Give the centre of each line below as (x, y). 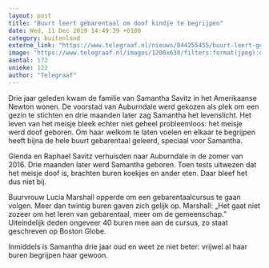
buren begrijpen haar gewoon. (58, 255)
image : (19, 53)
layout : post (30, 16)
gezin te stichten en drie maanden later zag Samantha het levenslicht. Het (130, 115)
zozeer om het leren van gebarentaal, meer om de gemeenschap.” (117, 214)
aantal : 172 (28, 61)
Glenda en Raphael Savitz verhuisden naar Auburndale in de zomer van (126, 156)
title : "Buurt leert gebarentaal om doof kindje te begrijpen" (116, 23)
